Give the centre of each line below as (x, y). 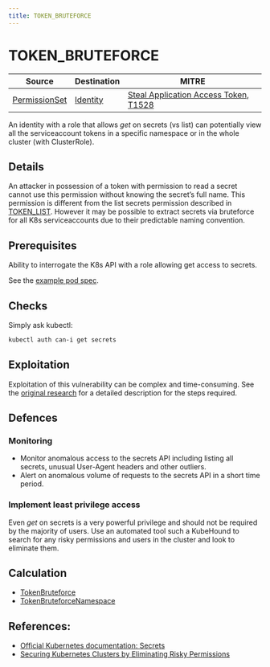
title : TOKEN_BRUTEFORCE (50, 16)
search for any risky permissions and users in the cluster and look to (122, 539)
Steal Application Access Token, (188, 95)
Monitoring (31, 441)
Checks (28, 306)
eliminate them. (34, 548)
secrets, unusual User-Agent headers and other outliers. (113, 467)
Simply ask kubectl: (41, 325)
